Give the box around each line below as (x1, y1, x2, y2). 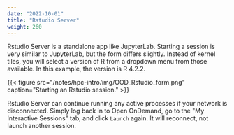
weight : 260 (7, 23, 42, 30)
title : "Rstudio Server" (7, 17, 80, 24)
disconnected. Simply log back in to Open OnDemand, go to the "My (7, 106, 205, 115)
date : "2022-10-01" (7, 10, 64, 17)
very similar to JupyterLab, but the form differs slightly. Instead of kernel (7, 50, 216, 58)
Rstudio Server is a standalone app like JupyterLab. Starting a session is (7, 43, 215, 51)
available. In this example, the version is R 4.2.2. (7, 64, 146, 73)
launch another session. (7, 122, 77, 130)
